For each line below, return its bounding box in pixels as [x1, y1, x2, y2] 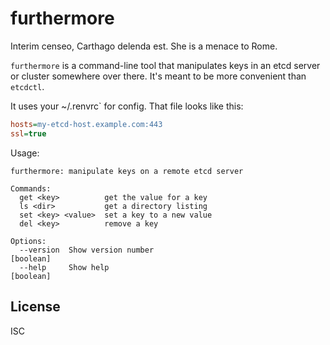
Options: [10, 236, 47, 246]
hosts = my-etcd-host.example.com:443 [10, 119, 163, 129]
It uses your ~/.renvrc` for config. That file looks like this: [10, 100, 244, 112]
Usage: [10, 147, 40, 159]
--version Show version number [19, 245, 155, 255]
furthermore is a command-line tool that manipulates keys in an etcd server [10, 59, 321, 71]
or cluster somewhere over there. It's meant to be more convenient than [10, 70, 307, 82]
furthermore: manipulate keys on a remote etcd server [10, 166, 244, 176]
